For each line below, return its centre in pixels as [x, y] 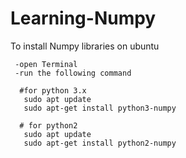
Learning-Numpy [83, 18]
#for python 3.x [53, 90]
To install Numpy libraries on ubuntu [85, 46]
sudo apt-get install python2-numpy [100, 143]
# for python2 [48, 125]
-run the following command [73, 73]
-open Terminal [46, 64]
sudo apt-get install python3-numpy [100, 108]
